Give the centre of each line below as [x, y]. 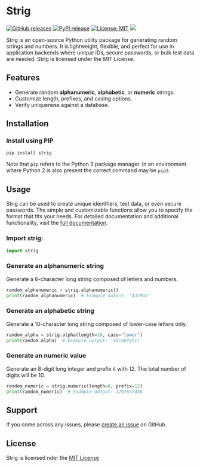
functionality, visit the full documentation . [57, 223]
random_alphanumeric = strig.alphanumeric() [62, 290]
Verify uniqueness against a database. [62, 105]
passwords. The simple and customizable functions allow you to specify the [99, 210]
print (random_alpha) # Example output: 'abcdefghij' [75, 340]
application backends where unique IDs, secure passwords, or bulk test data [100, 53]
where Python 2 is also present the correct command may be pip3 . [88, 170]
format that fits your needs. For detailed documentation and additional [92, 216]
